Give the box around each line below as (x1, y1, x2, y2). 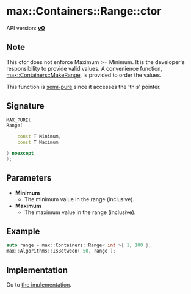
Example (6, 226, 40, 237)
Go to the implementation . (6, 281, 72, 288)
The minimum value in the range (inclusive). (24, 195, 135, 203)
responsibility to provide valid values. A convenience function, (6, 65, 163, 72)
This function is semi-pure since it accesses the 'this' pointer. (6, 83, 161, 90)
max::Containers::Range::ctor (6, 4, 162, 18)
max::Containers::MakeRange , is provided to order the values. (6, 71, 162, 79)
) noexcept (6, 151, 34, 157)
